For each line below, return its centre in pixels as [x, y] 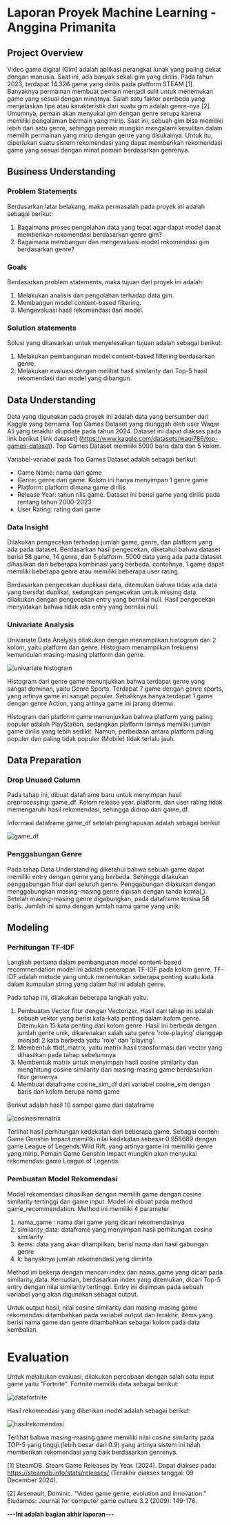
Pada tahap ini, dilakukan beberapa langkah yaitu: [78, 998]
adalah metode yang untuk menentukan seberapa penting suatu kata [116, 977]
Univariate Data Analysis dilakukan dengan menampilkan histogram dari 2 [112, 640]
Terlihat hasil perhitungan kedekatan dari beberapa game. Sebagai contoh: [113, 1132]
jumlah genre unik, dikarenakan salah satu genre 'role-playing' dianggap [120, 1033]
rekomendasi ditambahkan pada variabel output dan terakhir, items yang [110, 1315]
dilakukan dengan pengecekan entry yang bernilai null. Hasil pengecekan [111, 600]
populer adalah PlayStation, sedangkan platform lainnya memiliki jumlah [109, 724]
